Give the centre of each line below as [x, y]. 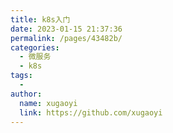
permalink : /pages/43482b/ [66, 38]
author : [26, 94]
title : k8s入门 [40, 19]
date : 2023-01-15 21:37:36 [66, 29]
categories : [35, 47]
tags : [21, 76]
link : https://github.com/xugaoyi [91, 112]
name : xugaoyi [48, 103]
